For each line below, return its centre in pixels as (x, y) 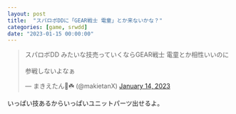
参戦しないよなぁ (50, 71)
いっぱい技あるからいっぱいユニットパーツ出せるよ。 (86, 103)
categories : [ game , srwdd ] (47, 27)
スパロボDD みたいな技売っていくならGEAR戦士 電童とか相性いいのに (127, 55)
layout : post (27, 14)
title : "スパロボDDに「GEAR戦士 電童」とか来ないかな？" (85, 21)
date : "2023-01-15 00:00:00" (51, 34)
